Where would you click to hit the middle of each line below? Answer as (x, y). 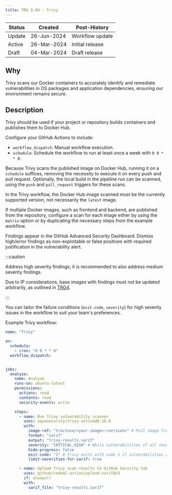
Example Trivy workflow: (31, 323)
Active (16, 44)
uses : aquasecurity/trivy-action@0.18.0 (67, 421)
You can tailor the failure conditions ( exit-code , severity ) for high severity (83, 307)
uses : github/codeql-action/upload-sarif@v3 (72, 474)
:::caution (15, 257)
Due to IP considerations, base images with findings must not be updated (83, 282)
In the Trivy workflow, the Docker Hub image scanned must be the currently (85, 194)
